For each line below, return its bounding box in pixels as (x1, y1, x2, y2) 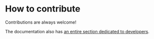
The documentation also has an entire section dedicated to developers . (5, 28, 150, 34)
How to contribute (5, 3, 81, 14)
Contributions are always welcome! (5, 19, 77, 25)
